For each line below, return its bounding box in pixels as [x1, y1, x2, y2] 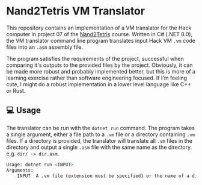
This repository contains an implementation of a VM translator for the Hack [6, 24, 192, 31]
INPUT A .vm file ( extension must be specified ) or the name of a [17, 173, 189, 179]
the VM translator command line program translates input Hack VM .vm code [6, 37, 195, 44]
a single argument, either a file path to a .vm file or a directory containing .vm [6, 131, 195, 138]
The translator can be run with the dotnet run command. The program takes [6, 124, 195, 131]
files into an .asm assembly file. [6, 43, 83, 51]
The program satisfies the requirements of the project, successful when [6, 55, 185, 62]
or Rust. [6, 87, 26, 94]
